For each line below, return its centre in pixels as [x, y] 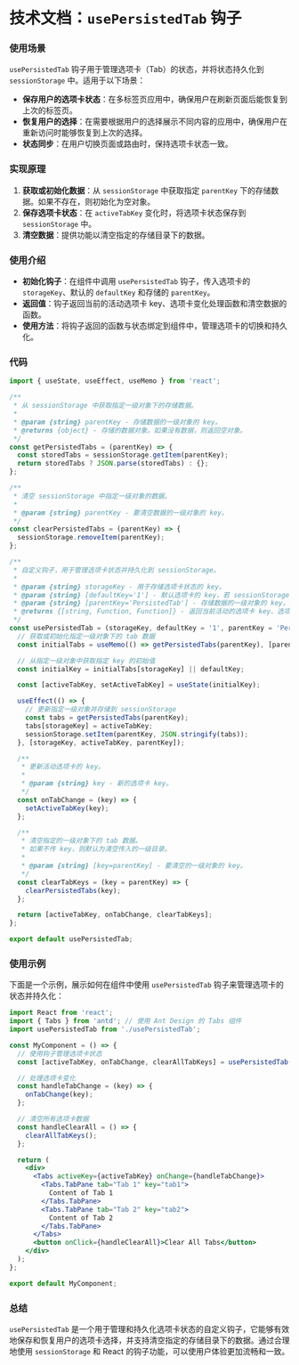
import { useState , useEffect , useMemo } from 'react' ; [115, 381]
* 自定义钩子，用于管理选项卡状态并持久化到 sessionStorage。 [117, 570]
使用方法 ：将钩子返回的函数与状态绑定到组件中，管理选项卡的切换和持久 [154, 326]
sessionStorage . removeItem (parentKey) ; [91, 538]
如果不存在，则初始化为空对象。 [97, 201]
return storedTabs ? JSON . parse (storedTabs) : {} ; [113, 464]
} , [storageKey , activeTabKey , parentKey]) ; [101, 743]
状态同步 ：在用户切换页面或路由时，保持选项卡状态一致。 [127, 144]
